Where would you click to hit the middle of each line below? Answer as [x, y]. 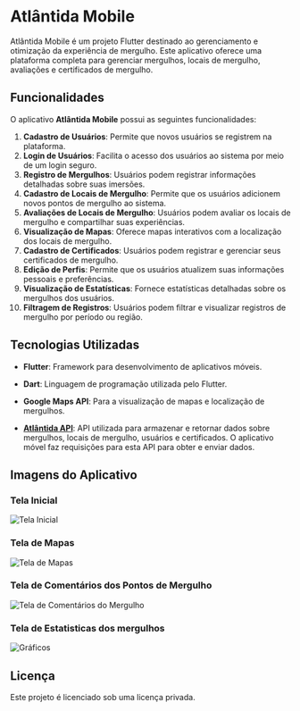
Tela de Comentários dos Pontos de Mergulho [111, 585]
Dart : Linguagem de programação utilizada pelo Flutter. [125, 384]
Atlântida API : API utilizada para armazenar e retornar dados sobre [146, 428]
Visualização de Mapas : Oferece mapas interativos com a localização [152, 231]
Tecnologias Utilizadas [75, 345]
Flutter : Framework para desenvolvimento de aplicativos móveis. [142, 366]
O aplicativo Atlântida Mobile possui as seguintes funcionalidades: [133, 119]
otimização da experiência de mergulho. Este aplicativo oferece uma [136, 50]
